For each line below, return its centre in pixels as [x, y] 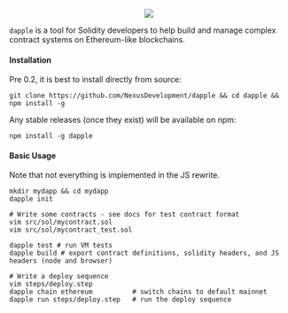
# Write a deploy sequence [59, 277]
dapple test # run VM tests [61, 246]
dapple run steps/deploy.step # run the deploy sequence [121, 300]
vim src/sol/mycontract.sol [61, 222]
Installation [30, 60]
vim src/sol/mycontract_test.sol [71, 230]
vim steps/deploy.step [51, 284]
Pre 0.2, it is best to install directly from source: [95, 80]
